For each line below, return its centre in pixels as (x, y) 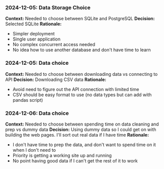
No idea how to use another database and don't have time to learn (81, 50)
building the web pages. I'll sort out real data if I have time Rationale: (77, 135)
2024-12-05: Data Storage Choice (48, 8)
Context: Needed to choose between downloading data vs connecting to (81, 74)
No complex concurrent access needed (54, 45)
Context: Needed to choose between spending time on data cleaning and (82, 124)
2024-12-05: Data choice (37, 63)
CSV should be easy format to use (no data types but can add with (82, 95)
